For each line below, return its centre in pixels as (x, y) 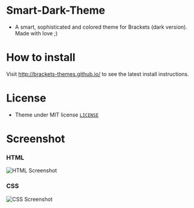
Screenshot (36, 139)
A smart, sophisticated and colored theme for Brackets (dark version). (101, 27)
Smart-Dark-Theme (56, 10)
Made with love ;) (36, 33)
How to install (41, 58)
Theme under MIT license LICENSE (57, 115)
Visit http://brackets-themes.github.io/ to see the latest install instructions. (98, 74)
